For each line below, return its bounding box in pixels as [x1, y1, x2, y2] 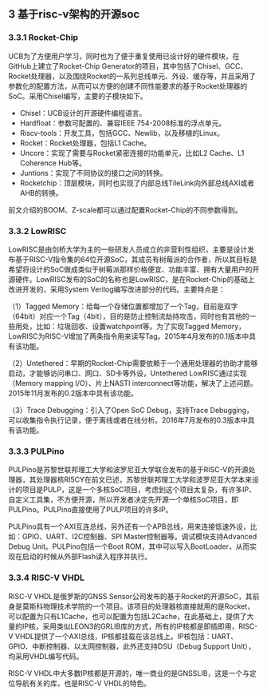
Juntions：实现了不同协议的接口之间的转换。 [19, 168, 167, 177]
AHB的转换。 [19, 188, 64, 197]
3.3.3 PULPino [8, 446, 65, 457]
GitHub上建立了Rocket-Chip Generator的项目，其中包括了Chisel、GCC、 [8, 61, 248, 70]
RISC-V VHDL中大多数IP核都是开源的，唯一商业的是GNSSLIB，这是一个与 [8, 668, 249, 677]
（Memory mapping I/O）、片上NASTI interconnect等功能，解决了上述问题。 [8, 378, 257, 387]
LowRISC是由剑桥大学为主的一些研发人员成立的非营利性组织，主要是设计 [8, 244, 248, 254]
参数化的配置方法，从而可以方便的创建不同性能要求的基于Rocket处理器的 [8, 81, 248, 90]
